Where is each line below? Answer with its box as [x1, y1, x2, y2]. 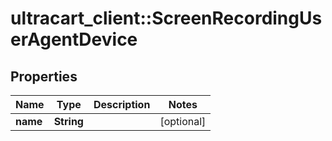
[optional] [159, 115, 207, 128]
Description [93, 98, 151, 111]
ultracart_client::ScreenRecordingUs [10, 7, 323, 30]
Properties [10, 68, 78, 85]
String [53, 115, 84, 128]
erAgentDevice [10, 28, 138, 51]
